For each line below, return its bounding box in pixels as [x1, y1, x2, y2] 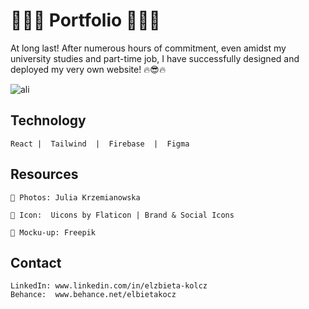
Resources [10, 166, 79, 183]
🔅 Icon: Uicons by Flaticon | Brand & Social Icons [10, 210, 235, 220]
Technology [10, 112, 87, 129]
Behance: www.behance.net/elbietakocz [10, 290, 177, 300]
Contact [10, 254, 62, 271]
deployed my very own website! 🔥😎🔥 [10, 63, 167, 75]
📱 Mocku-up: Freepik [10, 227, 97, 238]
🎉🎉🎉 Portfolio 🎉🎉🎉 [10, 9, 161, 32]
